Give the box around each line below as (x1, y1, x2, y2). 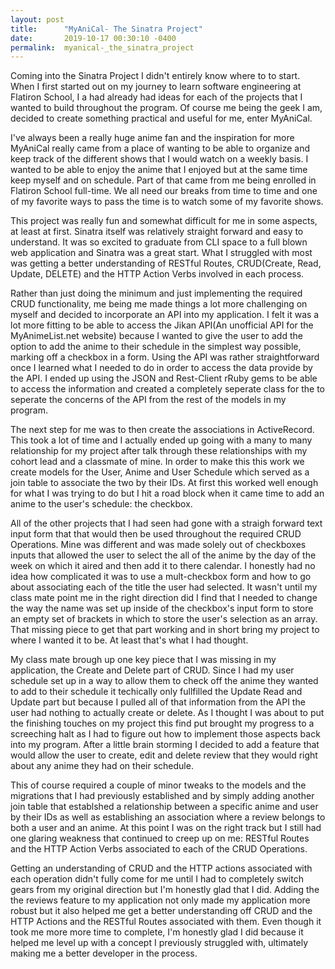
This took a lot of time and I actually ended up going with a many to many (10, 434, 313, 446)
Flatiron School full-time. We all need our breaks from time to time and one (10, 185, 318, 197)
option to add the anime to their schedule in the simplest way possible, (10, 341, 302, 353)
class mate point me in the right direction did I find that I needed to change (10, 592, 318, 604)
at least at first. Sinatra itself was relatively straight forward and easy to (10, 226, 304, 238)
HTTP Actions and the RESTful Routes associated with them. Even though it (10, 916, 322, 928)
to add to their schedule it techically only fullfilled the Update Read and (10, 686, 303, 698)
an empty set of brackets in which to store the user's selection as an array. (10, 613, 318, 625)
